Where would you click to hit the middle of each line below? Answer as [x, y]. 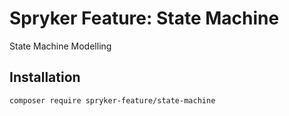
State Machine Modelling [60, 46]
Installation [45, 77]
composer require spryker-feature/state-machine [112, 100]
